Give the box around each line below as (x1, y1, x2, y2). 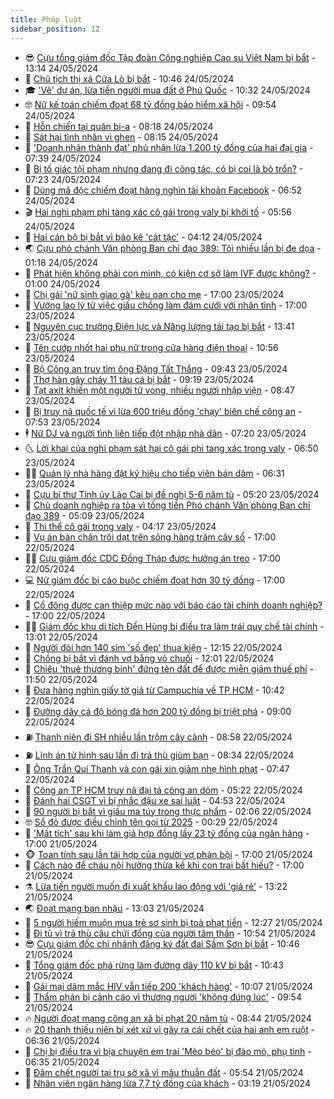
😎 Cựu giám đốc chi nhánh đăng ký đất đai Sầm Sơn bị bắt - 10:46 (24, 937, 300, 950)
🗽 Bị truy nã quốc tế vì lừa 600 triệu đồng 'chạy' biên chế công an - (24, 405, 303, 417)
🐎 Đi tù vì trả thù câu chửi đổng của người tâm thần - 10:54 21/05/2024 (24, 927, 317, 939)
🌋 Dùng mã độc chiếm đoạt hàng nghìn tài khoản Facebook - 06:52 (24, 184, 303, 196)
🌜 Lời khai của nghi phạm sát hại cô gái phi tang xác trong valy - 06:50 (24, 442, 319, 454)
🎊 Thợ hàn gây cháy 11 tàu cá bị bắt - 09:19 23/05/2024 (24, 373, 255, 385)
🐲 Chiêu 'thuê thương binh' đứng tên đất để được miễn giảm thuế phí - (24, 662, 314, 675)
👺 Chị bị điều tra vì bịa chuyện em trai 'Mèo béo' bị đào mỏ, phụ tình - (24, 1045, 312, 1057)
